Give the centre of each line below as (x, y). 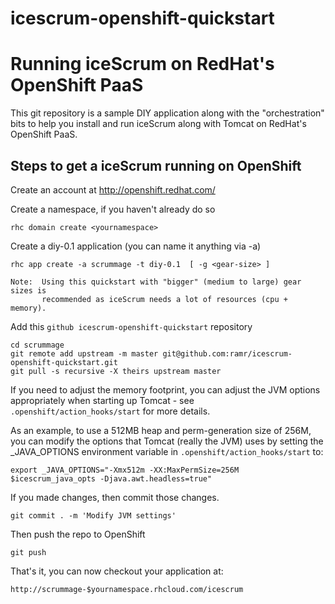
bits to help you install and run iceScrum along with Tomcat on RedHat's (158, 124)
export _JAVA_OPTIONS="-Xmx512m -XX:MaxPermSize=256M (125, 470)
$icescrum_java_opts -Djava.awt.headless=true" (111, 478)
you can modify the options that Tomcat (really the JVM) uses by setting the (167, 441)
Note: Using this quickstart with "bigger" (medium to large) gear (156, 282)
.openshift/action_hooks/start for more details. (110, 411)
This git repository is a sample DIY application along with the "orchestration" (167, 113)
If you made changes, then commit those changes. (115, 497)
